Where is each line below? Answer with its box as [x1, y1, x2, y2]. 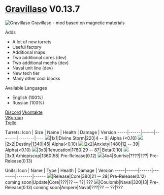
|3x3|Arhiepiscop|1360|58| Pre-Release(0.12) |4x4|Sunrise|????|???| [5, 153, 149, 159]
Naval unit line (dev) [12, 65, 53, 71]
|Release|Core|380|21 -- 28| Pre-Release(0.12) [51, 173, 146, 179]
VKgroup [5, 114, 23, 120]
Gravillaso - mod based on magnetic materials [31, 20, 125, 26]
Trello [5, 120, 17, 126]
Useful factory [12, 44, 42, 50]
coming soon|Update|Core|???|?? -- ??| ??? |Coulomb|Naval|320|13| [5, 179, 149, 185]
